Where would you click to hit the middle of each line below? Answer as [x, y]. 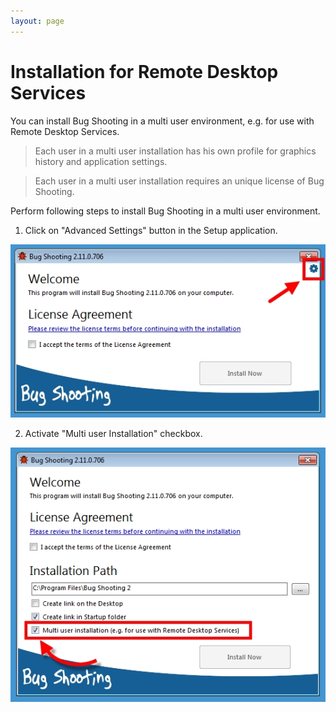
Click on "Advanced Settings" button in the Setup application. [151, 230]
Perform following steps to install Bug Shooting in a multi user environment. [165, 211]
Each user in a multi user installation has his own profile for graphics [175, 151]
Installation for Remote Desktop [144, 71]
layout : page [37, 21]
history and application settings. [101, 161]
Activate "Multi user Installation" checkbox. [113, 433]
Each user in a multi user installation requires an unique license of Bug [179, 181]
